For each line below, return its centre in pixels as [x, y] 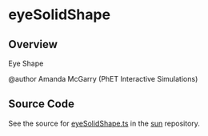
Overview [33, 44]
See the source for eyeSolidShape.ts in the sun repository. [104, 123]
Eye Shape [26, 63]
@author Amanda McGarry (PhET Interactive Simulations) [103, 79]
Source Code [41, 104]
